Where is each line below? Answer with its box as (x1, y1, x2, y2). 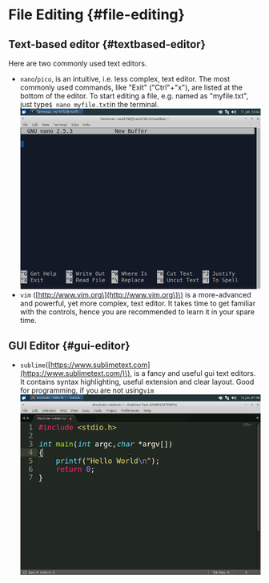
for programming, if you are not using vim (19, 385, 155, 395)
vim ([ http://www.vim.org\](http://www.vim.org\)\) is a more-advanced (19, 290, 252, 300)
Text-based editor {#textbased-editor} (8, 38, 206, 51)
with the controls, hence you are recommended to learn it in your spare (19, 307, 255, 317)
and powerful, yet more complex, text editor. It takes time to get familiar (19, 298, 256, 309)
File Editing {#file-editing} (8, 6, 186, 24)
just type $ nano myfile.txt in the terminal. (19, 100, 159, 109)
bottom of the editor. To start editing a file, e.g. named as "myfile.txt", (19, 91, 249, 101)
